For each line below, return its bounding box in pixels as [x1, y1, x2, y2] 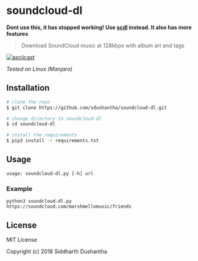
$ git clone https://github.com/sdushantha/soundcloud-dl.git [6, 104, 167, 111]
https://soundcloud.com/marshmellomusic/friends [6, 203, 132, 210]
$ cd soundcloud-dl [6, 121, 56, 127]
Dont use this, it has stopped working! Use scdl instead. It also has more [6, 24, 193, 31]
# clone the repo [6, 99, 50, 105]
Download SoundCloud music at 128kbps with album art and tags [21, 42, 185, 49]
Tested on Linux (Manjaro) [6, 65, 73, 73]
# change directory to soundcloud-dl [6, 116, 102, 122]
